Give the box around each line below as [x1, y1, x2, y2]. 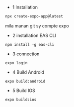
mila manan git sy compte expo [5, 22, 70, 29]
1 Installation [12, 4, 38, 10]
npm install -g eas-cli [5, 42, 55, 47]
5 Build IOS [12, 87, 36, 94]
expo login [5, 60, 28, 65]
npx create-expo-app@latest [5, 14, 64, 19]
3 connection [12, 51, 40, 57]
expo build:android [5, 79, 46, 84]
